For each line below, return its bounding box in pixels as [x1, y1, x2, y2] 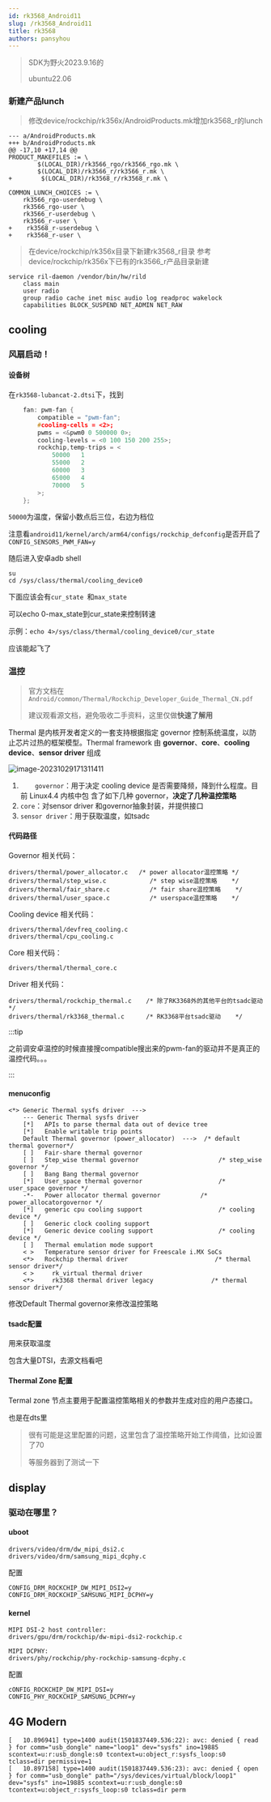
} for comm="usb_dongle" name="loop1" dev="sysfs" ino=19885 [8, 1744, 219, 1752]
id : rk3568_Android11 [8, 11, 82, 20]
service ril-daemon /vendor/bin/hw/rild [8, 272, 147, 280]
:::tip [8, 1027, 23, 1036]
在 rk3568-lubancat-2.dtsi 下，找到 [8, 390, 124, 399]
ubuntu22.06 [28, 74, 72, 83]
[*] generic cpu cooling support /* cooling [23, 1206, 255, 1214]
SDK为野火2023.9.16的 [28, 58, 104, 67]
